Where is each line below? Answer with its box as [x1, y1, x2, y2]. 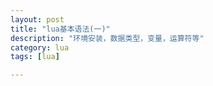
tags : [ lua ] [10, 52, 60, 62]
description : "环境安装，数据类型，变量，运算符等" [10, 33, 205, 43]
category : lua [10, 42, 70, 53]
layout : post [10, 14, 65, 25]
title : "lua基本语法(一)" [10, 24, 111, 34]
